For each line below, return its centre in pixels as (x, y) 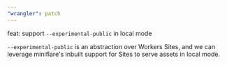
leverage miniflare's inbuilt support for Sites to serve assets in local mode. (114, 54)
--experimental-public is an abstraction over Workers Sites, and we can (111, 46)
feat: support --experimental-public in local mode (80, 33)
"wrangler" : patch (34, 13)
